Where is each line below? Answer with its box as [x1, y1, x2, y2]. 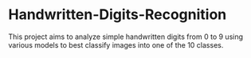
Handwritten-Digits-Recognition [8, 6, 227, 24]
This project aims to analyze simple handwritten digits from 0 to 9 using [8, 32, 244, 41]
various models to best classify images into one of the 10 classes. [8, 40, 224, 49]
